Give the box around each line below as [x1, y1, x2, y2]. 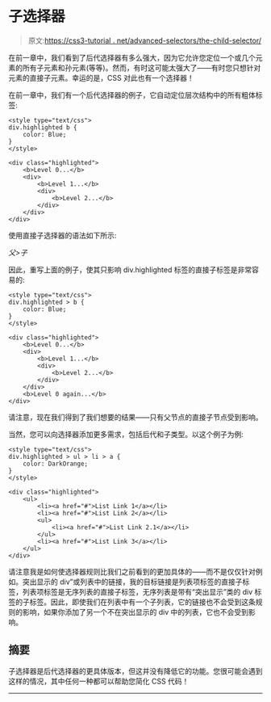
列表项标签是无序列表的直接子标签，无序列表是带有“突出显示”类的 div [22, 586, 253, 596]
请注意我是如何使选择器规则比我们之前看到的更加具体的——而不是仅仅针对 [8, 566, 256, 576]
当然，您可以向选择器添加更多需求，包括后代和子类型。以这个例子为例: [8, 429, 244, 439]
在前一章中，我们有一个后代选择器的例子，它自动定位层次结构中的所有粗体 [8, 90, 256, 99]
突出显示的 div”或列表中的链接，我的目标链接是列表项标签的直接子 [22, 577, 243, 586]
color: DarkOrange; [23, 460, 89, 468]
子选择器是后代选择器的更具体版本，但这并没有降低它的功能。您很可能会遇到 [8, 666, 263, 675]
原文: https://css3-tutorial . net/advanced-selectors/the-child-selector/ [27, 36, 262, 45]
